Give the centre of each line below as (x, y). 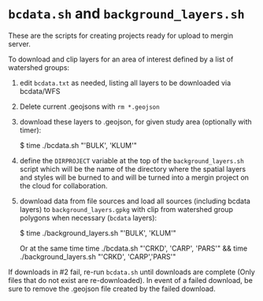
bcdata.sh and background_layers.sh (127, 14)
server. (20, 43)
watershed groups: (39, 67)
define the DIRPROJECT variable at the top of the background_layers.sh (131, 160)
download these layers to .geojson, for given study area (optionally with (135, 121)
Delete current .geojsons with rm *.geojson (89, 106)
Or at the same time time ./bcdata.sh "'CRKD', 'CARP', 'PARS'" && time (133, 248)
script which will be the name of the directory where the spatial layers (133, 169)
